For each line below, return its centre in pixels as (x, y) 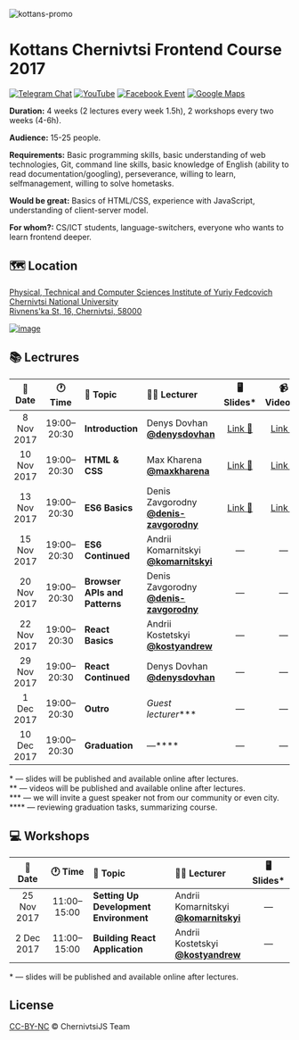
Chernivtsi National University (64, 301)
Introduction (111, 428)
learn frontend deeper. (50, 237)
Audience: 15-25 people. (55, 137)
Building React (125, 938)
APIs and (104, 592)
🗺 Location (44, 266)
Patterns (103, 603)
